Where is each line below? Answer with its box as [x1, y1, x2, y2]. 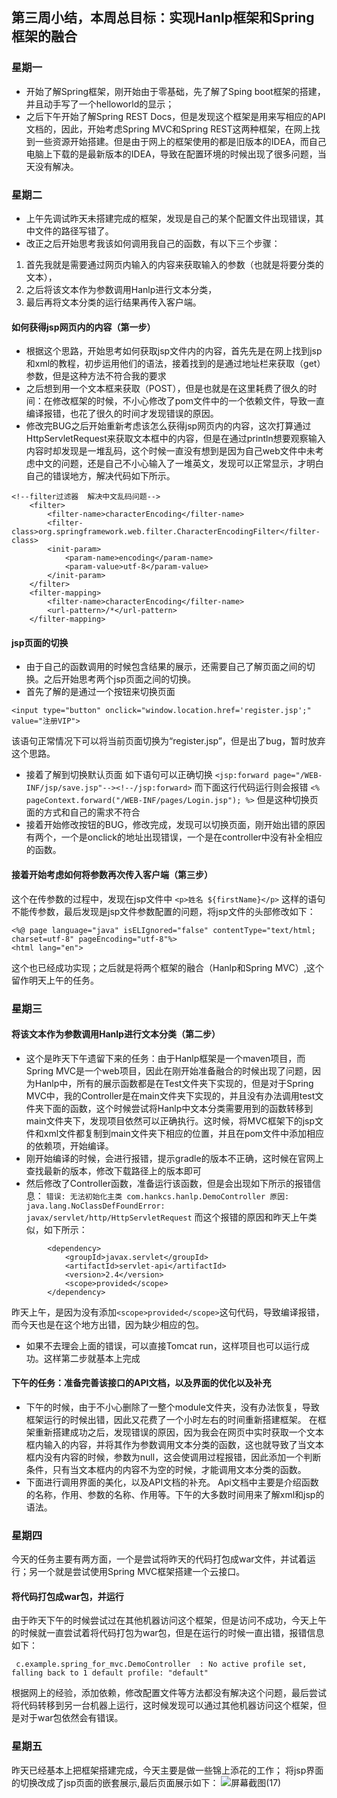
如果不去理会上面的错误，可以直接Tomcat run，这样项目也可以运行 [25, 1339, 301, 1352]
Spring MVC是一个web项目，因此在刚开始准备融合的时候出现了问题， [25, 1064, 313, 1077]
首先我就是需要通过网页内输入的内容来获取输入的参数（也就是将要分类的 [25, 258, 324, 270]
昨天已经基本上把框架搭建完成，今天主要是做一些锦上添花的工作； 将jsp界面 [11, 1764, 324, 1776]
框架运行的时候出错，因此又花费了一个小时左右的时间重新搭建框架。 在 [25, 1413, 318, 1425]
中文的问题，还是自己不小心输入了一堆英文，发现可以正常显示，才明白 [34, 458, 324, 470]
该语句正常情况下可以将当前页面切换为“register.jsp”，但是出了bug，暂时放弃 [11, 735, 326, 747]
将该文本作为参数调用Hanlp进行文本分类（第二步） [11, 1028, 221, 1040]
